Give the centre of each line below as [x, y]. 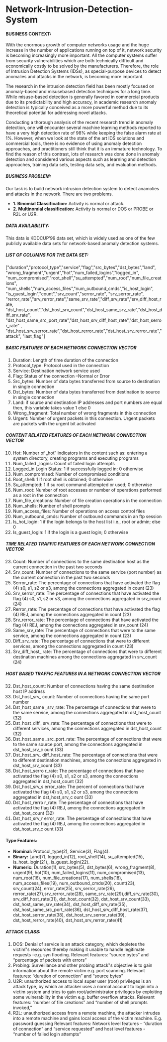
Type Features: [22, 840]
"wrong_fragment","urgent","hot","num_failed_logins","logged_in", [73, 273]
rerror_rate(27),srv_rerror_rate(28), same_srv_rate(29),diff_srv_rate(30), [86, 894]
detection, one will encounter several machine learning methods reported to [83, 128]
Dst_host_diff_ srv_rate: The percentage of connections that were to [82, 723]
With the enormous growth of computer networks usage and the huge [77, 45]
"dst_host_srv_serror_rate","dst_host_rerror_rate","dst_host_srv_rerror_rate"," [84, 331]
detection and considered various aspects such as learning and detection [81, 159]
